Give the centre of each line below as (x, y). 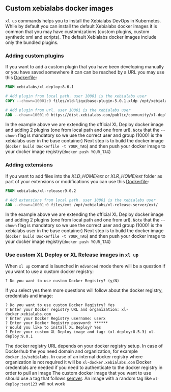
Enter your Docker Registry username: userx (58, 318)
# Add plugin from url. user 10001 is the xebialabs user (68, 110)
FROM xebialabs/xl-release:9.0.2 (41, 191)
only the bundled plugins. (32, 42)
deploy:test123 (21, 384)
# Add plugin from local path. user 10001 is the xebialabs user (76, 96)
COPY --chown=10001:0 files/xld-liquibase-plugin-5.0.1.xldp (72, 101)
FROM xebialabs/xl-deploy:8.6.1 (39, 87)
